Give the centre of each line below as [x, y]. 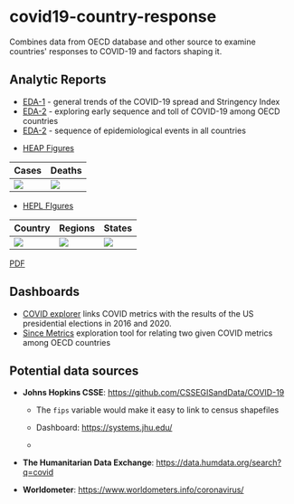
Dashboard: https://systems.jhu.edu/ [104, 428]
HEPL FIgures [48, 205]
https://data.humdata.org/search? [219, 462]
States [118, 228]
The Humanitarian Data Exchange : [88, 462]
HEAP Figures [48, 147]
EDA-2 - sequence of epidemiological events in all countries [134, 130]
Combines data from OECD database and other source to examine [133, 42]
